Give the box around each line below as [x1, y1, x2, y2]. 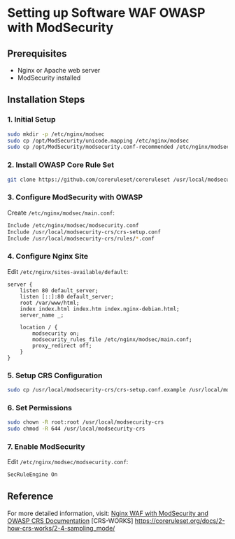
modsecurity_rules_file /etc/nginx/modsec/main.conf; [32, 336, 192, 343]
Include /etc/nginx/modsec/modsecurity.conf [7, 222, 139, 229]
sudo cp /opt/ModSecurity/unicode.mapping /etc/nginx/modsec [7, 137, 190, 144]
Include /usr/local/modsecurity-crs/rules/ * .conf [7, 235, 155, 242]
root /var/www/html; [20, 299, 80, 306]
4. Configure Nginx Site [7, 252, 89, 261]
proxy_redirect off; [32, 342, 92, 349]
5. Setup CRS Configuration [7, 371, 103, 380]
